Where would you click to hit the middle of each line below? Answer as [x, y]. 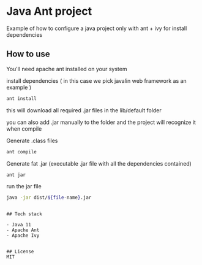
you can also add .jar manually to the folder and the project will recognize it [101, 122]
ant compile [21, 152]
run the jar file [24, 186]
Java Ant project [49, 11]
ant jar [16, 175]
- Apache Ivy [23, 236]
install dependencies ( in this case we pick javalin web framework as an [96, 80]
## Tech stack [24, 214]
